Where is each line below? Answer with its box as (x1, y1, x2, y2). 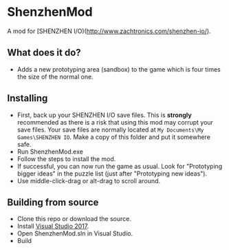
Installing (7, 92, 48, 104)
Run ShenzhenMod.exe (17, 147, 84, 156)
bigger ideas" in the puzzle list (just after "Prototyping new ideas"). (17, 169, 208, 178)
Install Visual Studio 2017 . (17, 222, 89, 231)
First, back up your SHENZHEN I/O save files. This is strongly (17, 111, 192, 119)
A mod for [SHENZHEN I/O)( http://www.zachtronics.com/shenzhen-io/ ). (7, 27, 211, 35)
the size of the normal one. (17, 72, 94, 81)
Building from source (7, 196, 99, 208)
